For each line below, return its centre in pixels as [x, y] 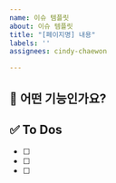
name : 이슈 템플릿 [39, 18]
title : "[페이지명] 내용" [53, 34]
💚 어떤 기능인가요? [58, 98]
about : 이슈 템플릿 [41, 26]
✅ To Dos [36, 129]
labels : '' [30, 43]
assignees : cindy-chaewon [58, 52]
